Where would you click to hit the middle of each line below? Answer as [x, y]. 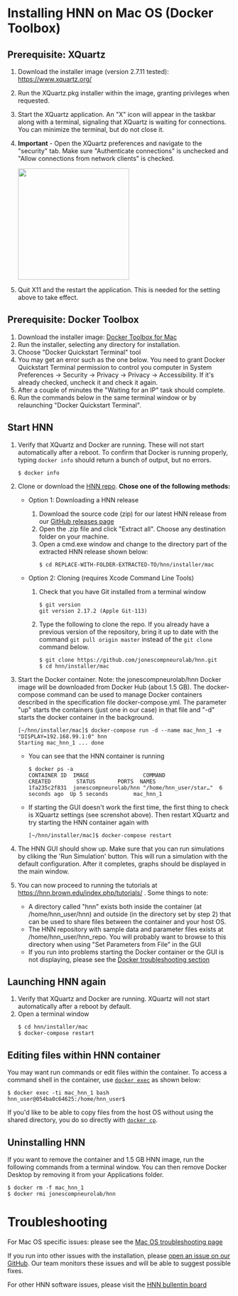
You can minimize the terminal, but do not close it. [91, 129]
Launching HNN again [57, 982]
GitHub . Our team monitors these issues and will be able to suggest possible [119, 1263]
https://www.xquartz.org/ [55, 79]
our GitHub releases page [76, 521]
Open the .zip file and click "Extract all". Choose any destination [132, 529]
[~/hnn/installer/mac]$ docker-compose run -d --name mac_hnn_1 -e [119, 730]
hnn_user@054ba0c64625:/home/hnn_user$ [66, 1099]
